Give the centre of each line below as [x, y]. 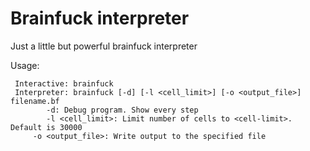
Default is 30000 [46, 127]
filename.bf [35, 101]
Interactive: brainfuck [64, 83]
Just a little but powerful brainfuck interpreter [104, 46]
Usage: [25, 65]
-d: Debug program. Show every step [122, 110]
